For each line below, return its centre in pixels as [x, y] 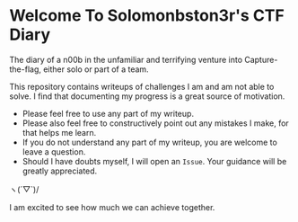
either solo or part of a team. [96, 69]
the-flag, [26, 69]
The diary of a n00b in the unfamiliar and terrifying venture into [126, 59]
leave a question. [54, 151]
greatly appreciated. [60, 171]
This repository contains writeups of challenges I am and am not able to [142, 86]
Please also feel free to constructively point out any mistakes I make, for [155, 123]
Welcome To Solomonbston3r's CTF [147, 16]
